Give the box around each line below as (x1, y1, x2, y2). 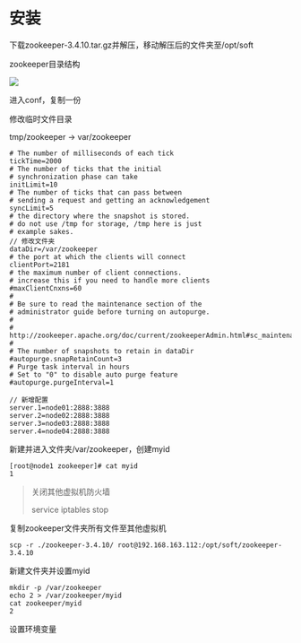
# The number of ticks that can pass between (9, 187, 182, 197)
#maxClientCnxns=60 (9, 283, 82, 292)
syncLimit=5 (9, 204, 54, 213)
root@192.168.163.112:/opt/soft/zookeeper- (117, 540, 282, 550)
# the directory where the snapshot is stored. (9, 212, 191, 221)
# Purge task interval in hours (9, 362, 130, 371)
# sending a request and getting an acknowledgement (9, 196, 211, 204)
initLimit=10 (9, 180, 58, 189)
